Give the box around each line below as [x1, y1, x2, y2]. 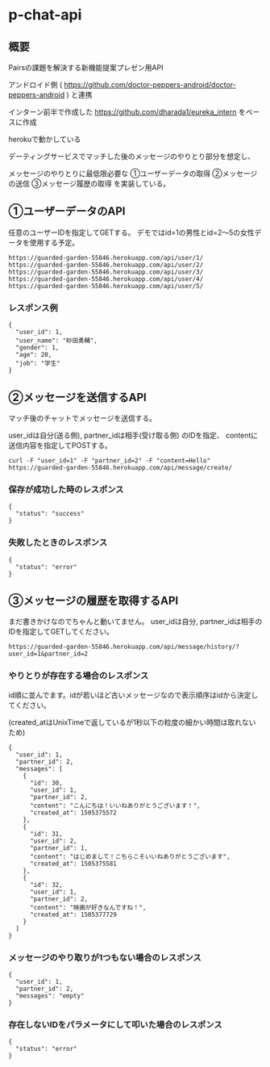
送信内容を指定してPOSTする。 [8, 440, 113, 450]
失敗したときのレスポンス [8, 537, 107, 548]
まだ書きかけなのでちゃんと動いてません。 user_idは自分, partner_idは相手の [8, 617, 263, 626]
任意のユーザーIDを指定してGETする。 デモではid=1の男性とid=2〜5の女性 [8, 228, 255, 237]
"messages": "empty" [15, 991, 85, 1000]
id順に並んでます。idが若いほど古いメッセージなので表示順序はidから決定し [8, 690, 259, 700]
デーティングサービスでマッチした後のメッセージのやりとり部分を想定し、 [8, 152, 255, 161]
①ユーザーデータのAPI [8, 204, 126, 219]
